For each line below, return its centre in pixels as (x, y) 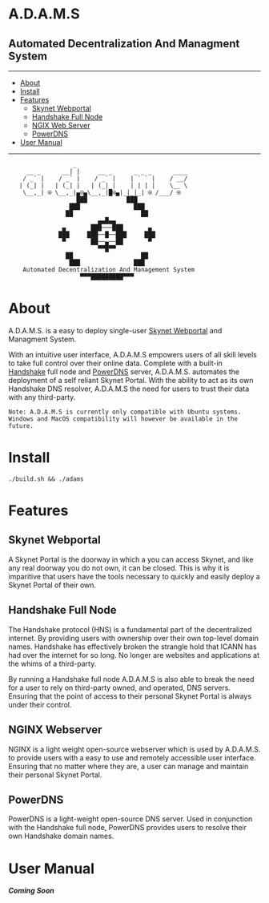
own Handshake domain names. (61, 836)
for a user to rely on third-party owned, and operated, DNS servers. (119, 687)
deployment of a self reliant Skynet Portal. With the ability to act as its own (131, 380)
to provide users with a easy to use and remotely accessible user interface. (132, 757)
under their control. (40, 704)
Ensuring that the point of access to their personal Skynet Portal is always (130, 696)
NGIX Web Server (61, 125)
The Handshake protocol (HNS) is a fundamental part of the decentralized (130, 629)
